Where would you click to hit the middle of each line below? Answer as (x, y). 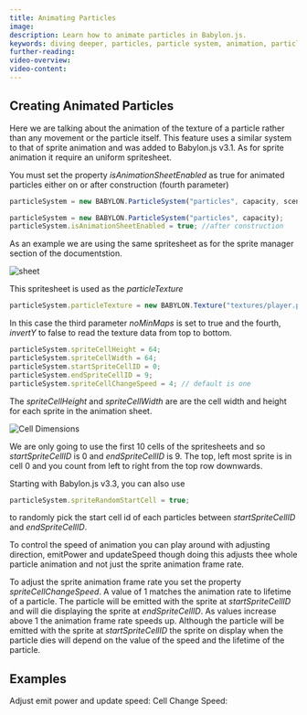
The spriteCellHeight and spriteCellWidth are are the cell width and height (148, 401)
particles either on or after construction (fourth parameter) (119, 185)
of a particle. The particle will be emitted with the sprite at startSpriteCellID (150, 602)
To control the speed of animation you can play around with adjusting (140, 545)
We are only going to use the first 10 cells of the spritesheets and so (138, 446)
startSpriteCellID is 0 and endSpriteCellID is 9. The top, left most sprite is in (151, 456)
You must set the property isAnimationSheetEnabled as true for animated (147, 175)
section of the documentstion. (66, 253)
